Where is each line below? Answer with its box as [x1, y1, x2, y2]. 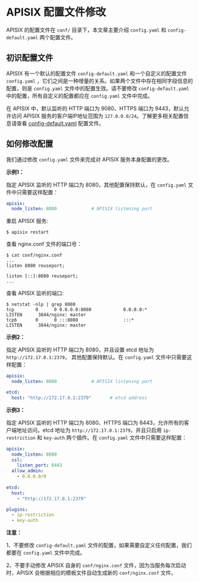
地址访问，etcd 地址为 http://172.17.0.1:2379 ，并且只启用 [16, 427, 162, 434]
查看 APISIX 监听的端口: [6, 290, 64, 297]
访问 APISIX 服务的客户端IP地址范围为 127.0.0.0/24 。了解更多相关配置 [11, 112, 184, 119]
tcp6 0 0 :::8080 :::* [6, 317, 134, 323]
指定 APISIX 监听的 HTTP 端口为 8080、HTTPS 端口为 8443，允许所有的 [6, 419, 184, 426]
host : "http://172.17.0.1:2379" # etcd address [11, 394, 147, 401]
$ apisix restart [6, 229, 49, 235]
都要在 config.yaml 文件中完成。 [6, 549, 86, 556]
